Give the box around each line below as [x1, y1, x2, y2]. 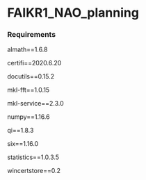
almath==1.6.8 [7, 45, 48, 54]
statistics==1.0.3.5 [7, 153, 60, 161]
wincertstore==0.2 [7, 167, 61, 175]
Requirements [7, 30, 56, 40]
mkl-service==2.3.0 [7, 99, 64, 108]
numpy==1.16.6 [7, 113, 50, 121]
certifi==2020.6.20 [7, 59, 62, 67]
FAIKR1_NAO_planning [7, 5, 139, 21]
